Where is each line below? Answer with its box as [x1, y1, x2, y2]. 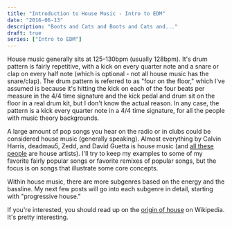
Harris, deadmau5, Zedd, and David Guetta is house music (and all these [7, 142, 215, 150]
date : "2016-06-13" [7, 17, 64, 24]
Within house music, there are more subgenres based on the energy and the [7, 177, 225, 186]
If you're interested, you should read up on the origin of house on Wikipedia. [7, 206, 225, 214]
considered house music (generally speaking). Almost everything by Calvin [7, 134, 222, 143]
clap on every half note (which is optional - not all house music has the [7, 70, 209, 78]
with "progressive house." [7, 192, 81, 201]
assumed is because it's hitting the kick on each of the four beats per [7, 85, 205, 93]
